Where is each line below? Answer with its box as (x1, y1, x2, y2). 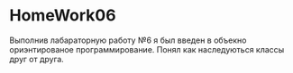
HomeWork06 (9, 5, 116, 26)
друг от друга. (9, 53, 65, 64)
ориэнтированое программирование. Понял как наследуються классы (9, 44, 285, 54)
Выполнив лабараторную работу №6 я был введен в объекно (9, 35, 247, 45)
